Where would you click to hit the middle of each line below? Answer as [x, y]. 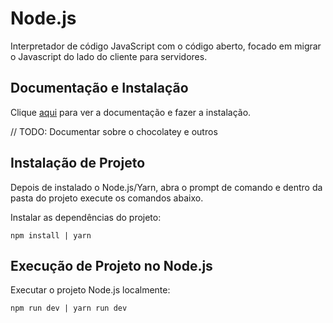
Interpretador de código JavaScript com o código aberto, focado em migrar [166, 46]
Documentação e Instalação [99, 88]
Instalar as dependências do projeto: [86, 217]
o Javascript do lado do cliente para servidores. [109, 56]
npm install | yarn [51, 235]
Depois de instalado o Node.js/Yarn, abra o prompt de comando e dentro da [166, 187]
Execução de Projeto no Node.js [111, 265]
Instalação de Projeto [78, 163]
